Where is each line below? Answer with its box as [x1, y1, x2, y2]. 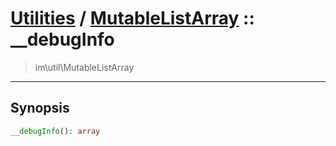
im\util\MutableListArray [34, 61, 135, 73]
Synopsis [10, 100, 70, 117]
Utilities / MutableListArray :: [10, 7, 255, 30]
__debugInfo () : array [10, 126, 101, 136]
